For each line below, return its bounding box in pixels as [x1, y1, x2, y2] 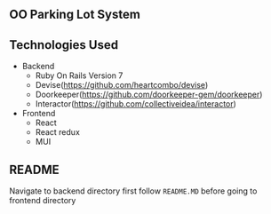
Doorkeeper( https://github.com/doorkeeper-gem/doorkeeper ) [35, 89, 263, 100]
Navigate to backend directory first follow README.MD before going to [9, 186, 258, 196]
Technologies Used [9, 37, 118, 52]
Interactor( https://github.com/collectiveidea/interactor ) [35, 99, 237, 109]
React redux [35, 127, 80, 138]
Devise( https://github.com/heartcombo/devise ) [35, 80, 209, 91]
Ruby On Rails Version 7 [35, 70, 124, 81]
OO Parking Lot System [9, 7, 140, 22]
